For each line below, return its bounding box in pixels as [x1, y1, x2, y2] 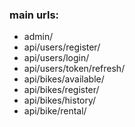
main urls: [9, 8, 60, 22]
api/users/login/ [23, 52, 90, 64]
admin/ [23, 31, 54, 43]
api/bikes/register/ [23, 84, 100, 96]
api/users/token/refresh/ [23, 63, 126, 75]
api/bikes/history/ [23, 94, 97, 107]
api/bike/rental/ [23, 105, 87, 117]
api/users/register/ [23, 41, 101, 53]
